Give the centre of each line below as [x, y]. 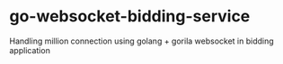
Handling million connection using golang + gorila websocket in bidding [141, 41]
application [30, 50]
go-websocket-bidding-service [130, 16]
